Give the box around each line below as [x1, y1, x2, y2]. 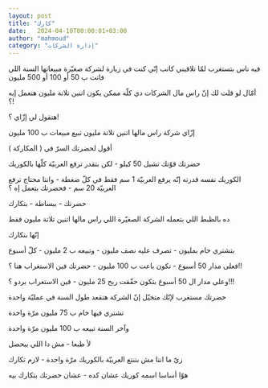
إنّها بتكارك [8, 230, 39, 240]
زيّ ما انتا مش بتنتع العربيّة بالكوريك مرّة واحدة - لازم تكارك [8, 355, 183, 365]
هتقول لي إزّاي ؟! [8, 112, 59, 122]
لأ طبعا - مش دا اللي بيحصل [8, 339, 91, 349]
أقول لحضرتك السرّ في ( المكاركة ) [8, 143, 112, 153]
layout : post [8, 11, 52, 20]
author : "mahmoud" [8, 34, 70, 43]
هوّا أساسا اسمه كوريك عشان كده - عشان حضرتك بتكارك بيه [8, 370, 189, 380]
